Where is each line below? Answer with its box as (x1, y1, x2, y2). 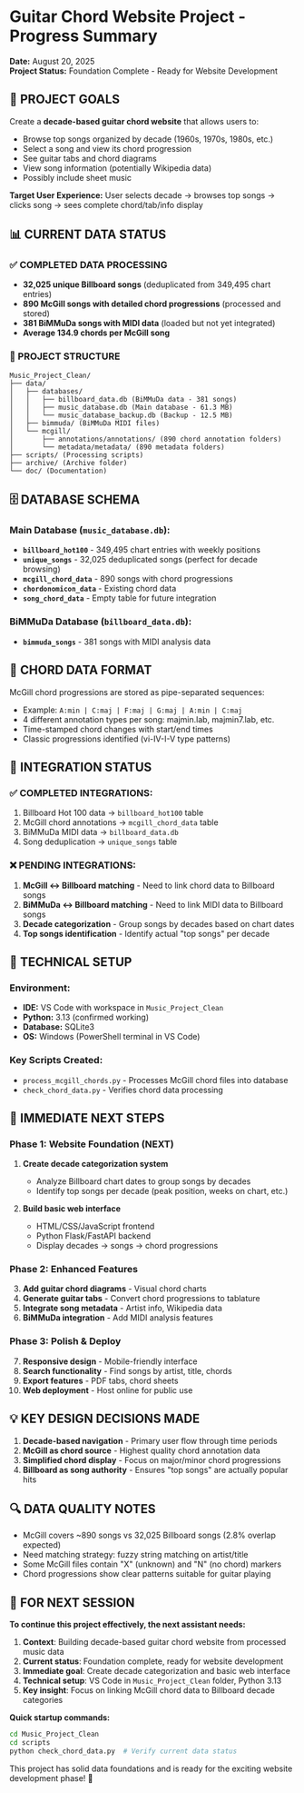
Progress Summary (9, 25, 158, 46)
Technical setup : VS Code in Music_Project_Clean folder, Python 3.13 (22, 1675, 282, 1687)
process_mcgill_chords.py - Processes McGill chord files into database (22, 1074, 289, 1085)
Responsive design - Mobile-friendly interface (22, 1356, 198, 1367)
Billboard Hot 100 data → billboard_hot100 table (22, 807, 204, 819)
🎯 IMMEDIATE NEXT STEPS (9, 1111, 165, 1126)
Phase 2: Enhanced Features (9, 1263, 139, 1276)
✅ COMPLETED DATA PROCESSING (9, 259, 168, 272)
